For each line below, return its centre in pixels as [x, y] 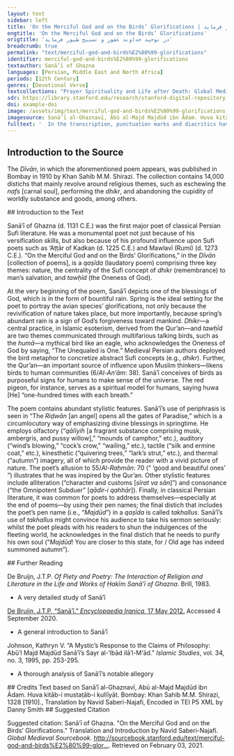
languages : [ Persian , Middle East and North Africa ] [85, 72]
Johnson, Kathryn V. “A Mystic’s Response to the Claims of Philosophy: [109, 646]
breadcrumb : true [32, 46]
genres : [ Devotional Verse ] [48, 85]
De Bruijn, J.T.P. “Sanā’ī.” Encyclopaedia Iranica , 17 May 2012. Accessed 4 [114, 611]
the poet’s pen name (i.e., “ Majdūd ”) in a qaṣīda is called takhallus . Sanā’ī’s [115, 512]
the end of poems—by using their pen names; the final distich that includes [115, 505]
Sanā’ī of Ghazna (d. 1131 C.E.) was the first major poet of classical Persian [114, 226]
